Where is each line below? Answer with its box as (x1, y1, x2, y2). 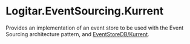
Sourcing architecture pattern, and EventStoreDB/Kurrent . (5, 30, 149, 37)
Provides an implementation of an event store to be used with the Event (5, 24, 184, 31)
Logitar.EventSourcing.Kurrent (5, 4, 164, 18)
